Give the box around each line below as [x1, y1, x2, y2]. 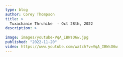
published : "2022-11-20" [5, 40, 57, 45]
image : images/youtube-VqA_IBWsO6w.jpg [5, 35, 89, 40]
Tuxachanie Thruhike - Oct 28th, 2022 [10, 21, 93, 26]
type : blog [5, 7, 28, 12]
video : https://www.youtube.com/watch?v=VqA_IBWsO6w [5, 44, 118, 49]
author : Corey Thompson [5, 12, 55, 17]
